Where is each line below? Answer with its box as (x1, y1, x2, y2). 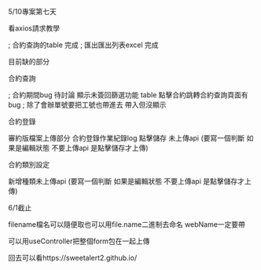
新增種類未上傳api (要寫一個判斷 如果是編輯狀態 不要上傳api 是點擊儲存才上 (8, 177, 252, 186)
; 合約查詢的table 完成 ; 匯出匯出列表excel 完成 (8, 40, 159, 49)
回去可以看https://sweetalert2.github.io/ (8, 254, 138, 262)
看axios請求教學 (8, 24, 61, 33)
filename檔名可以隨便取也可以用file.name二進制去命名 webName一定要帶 (8, 220, 246, 229)
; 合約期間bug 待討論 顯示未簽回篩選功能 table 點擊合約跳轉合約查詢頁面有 (8, 90, 248, 100)
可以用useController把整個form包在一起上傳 (8, 236, 150, 246)
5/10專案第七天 (8, 7, 57, 16)
